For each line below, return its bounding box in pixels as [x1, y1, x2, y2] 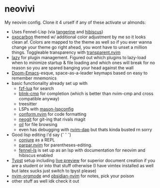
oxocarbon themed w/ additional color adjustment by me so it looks [11, 34, 146, 40]
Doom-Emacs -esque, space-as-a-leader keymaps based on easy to [11, 70, 148, 76]
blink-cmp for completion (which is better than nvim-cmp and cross [18, 91, 154, 96]
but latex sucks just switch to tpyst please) [11, 168, 97, 173]
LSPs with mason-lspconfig [18, 106, 74, 112]
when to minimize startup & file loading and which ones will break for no [11, 60, 155, 65]
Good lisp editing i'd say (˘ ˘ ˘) [11, 132, 71, 138]
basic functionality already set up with [11, 80, 88, 86]
